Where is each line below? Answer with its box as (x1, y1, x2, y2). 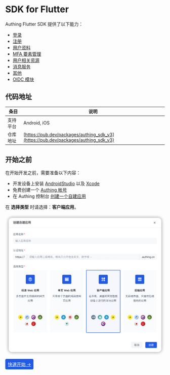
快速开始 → (8, 361, 31, 367)
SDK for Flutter (5, 4, 69, 15)
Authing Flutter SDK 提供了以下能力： (5, 21, 83, 27)
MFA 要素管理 (12, 51, 41, 57)
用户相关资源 (12, 57, 39, 63)
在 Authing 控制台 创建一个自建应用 (12, 193, 86, 199)
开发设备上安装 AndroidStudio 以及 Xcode (12, 180, 100, 186)
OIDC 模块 (12, 76, 34, 82)
